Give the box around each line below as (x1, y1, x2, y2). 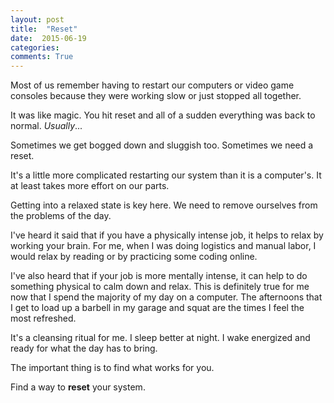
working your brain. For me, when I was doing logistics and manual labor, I (10, 240, 317, 252)
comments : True (10, 52, 74, 62)
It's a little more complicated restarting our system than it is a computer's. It (10, 169, 322, 181)
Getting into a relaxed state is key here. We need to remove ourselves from (10, 199, 318, 211)
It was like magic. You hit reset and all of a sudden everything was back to (10, 109, 316, 121)
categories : (10, 42, 60, 53)
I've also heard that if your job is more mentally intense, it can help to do (10, 270, 308, 282)
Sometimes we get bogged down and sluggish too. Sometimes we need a (10, 139, 314, 151)
